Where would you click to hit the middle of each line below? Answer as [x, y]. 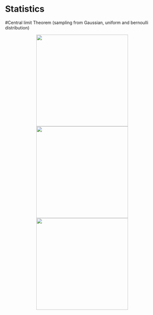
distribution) [17, 27]
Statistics [25, 9]
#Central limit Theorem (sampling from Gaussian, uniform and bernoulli [77, 22]
